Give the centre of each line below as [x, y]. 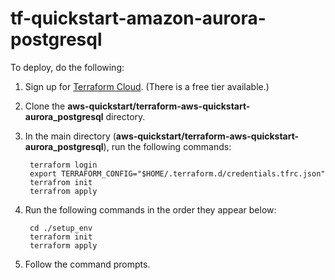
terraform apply [63, 245]
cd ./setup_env [61, 228]
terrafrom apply [63, 191]
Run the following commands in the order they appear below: [150, 209]
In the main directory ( [70, 136]
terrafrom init [61, 182]
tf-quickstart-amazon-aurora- [138, 18]
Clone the [45, 106]
